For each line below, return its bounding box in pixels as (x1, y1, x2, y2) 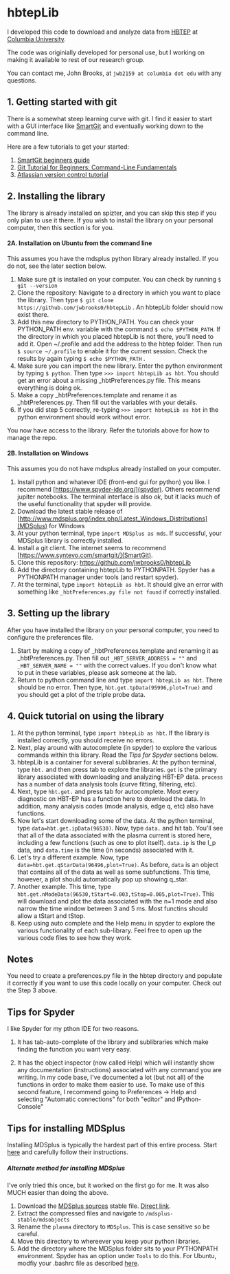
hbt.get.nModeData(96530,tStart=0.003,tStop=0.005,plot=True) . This (16, 890, 215, 898)
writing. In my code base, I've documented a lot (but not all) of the (16, 1073, 205, 1082)
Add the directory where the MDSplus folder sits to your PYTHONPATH (16, 1244, 218, 1253)
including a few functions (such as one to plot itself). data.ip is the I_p (16, 838, 216, 846)
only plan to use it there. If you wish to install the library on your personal (7, 216, 214, 224)
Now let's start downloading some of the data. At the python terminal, (16, 816, 214, 824)
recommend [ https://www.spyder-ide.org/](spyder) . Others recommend (16, 485, 220, 493)
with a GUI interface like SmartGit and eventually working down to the (7, 122, 204, 130)
